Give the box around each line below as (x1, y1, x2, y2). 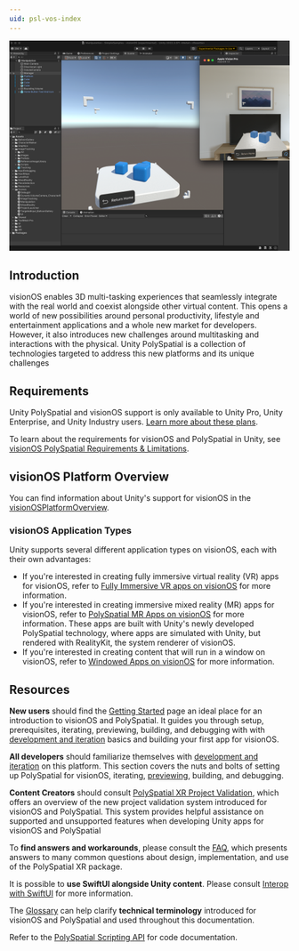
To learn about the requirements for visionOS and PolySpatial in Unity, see (9, 434, 281, 445)
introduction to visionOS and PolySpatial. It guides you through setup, (9, 715, 264, 726)
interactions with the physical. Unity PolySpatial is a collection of (9, 339, 246, 350)
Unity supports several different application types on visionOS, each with (9, 544, 278, 555)
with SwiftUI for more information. (9, 888, 133, 899)
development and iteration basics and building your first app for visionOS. (9, 734, 279, 745)
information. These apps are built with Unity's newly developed (21, 618, 255, 629)
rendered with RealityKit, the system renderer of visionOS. (21, 637, 236, 649)
